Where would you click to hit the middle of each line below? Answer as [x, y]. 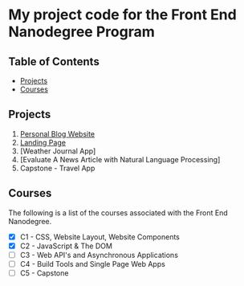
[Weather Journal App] [58, 151]
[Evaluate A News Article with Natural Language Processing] [120, 159]
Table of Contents [54, 61]
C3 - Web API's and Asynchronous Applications [99, 255]
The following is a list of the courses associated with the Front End [118, 212]
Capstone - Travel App [57, 168]
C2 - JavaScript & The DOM [66, 246]
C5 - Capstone [44, 273]
